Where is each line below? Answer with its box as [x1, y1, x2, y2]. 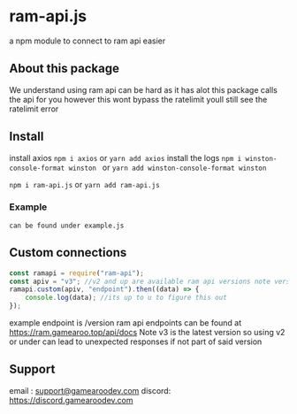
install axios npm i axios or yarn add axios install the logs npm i [9, 152, 242, 163]
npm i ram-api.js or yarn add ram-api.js [9, 179, 161, 189]
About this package [9, 61, 119, 76]
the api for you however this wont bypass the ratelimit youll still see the [9, 94, 268, 104]
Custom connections [9, 245, 127, 260]
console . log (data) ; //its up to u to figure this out [25, 294, 227, 303]
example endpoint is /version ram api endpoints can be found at [9, 318, 242, 328]
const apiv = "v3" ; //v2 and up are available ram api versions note [9, 277, 271, 286]
